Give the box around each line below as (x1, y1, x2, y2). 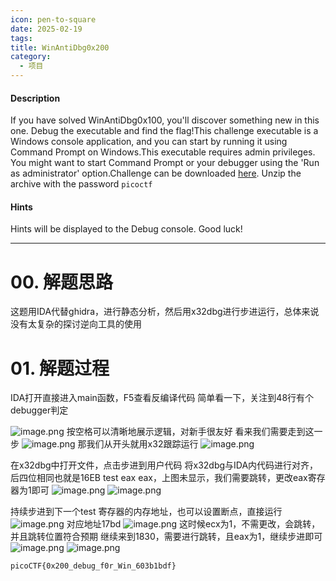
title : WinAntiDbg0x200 (10, 42, 110, 53)
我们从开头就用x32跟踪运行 (86, 438, 199, 450)
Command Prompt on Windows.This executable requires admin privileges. (10, 146, 316, 158)
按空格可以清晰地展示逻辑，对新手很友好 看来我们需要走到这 (66, 426, 315, 438)
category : (10, 52, 52, 62)
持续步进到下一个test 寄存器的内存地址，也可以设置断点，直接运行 (10, 506, 283, 518)
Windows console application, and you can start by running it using (10, 136, 288, 148)
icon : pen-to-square (10, 14, 97, 25)
